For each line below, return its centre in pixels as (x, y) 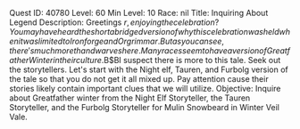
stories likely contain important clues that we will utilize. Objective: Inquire (145, 89)
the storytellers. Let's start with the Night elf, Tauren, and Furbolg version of (149, 69)
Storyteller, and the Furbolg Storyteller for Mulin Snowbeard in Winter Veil (144, 107)
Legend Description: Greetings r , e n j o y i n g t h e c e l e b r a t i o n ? (114, 22)
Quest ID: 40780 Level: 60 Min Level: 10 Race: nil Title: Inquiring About (139, 13)
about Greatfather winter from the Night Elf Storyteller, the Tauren (130, 98)
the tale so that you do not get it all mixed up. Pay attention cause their (139, 79)
